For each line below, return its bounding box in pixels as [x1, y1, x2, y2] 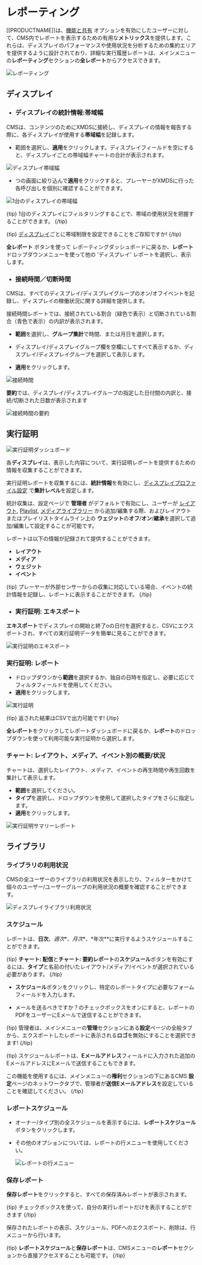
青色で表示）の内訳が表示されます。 [16, 317, 107, 324]
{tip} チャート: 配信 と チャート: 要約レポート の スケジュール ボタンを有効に [6, 955, 188, 962]
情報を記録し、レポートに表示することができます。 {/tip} [11, 590, 153, 598]
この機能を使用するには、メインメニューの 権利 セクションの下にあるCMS [6, 1072, 188, 1079]
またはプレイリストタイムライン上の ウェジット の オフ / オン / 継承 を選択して [6, 514, 191, 522]
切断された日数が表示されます [13, 396, 88, 404]
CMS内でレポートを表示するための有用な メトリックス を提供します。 [16, 34, 187, 41]
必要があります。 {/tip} [6, 970, 63, 977]
